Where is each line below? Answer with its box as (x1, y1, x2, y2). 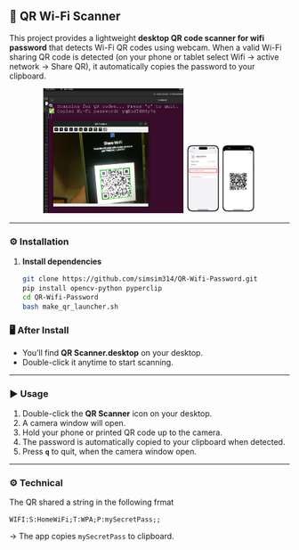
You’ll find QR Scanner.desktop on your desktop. (21, 348, 203, 358)
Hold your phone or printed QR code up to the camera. (21, 427, 222, 438)
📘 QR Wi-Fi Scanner (9, 9, 121, 24)
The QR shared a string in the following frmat (9, 497, 174, 508)
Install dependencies (21, 256, 102, 267)
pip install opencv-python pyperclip (21, 283, 163, 292)
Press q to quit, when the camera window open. (21, 446, 198, 456)
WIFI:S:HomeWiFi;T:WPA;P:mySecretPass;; (9, 515, 162, 524)
